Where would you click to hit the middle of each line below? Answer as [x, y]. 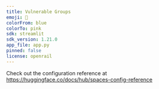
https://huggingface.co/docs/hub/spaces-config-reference [79, 79]
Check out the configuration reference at [57, 73]
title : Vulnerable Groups [38, 12]
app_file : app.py [28, 45]
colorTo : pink [24, 28]
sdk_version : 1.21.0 [32, 39]
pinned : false [24, 51]
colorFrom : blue [26, 23]
